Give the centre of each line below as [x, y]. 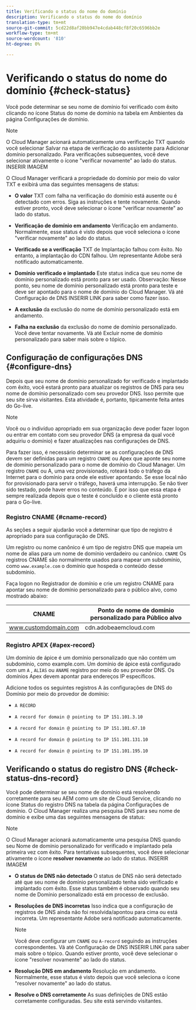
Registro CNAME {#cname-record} [57, 517]
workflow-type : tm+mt [32, 33]
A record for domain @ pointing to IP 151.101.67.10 [80, 729]
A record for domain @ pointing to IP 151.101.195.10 [81, 751]
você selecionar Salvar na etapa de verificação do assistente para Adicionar [98, 148]
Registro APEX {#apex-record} [50, 645]
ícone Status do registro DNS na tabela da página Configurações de [87, 805]
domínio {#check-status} [69, 91]
